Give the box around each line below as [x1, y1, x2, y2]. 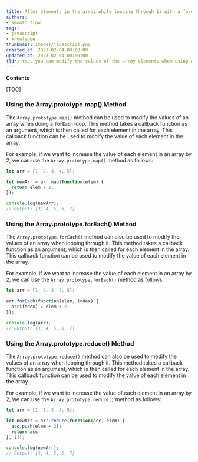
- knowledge [6, 36, 35, 42]
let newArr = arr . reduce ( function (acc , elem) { [6, 418, 126, 424]
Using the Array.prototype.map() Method [6, 100, 127, 109]
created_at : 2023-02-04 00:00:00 [6, 47, 88, 53]
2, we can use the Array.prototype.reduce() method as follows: [6, 395, 161, 402]
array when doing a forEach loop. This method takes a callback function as [6, 120, 187, 127]
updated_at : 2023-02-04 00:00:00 [6, 53, 88, 58]
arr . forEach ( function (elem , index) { [6, 298, 99, 304]
